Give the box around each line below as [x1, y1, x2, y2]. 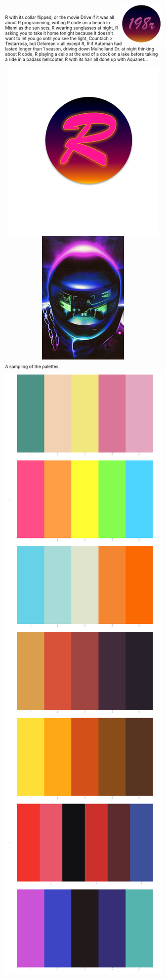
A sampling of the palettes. [5, 363, 60, 369]
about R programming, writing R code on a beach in [5, 20, 110, 25]
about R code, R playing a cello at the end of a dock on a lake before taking [5, 51, 158, 57]
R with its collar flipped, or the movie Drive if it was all [5, 14, 115, 20]
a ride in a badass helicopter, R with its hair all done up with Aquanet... [5, 56, 148, 62]
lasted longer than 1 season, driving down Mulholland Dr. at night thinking [5, 46, 155, 51]
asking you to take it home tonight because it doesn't [5, 30, 113, 36]
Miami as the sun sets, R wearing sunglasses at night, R [5, 25, 119, 31]
